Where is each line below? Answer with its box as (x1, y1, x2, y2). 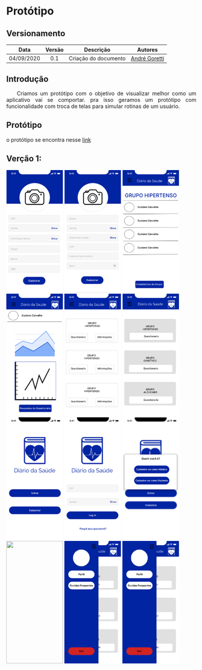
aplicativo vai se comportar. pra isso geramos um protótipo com (6, 96, 197, 104)
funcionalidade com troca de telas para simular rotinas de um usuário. (6, 103, 180, 110)
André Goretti (130, 54, 165, 62)
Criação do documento (68, 54, 126, 62)
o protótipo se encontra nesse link (6, 136, 92, 143)
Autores (137, 46, 158, 53)
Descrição (84, 46, 110, 53)
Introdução (6, 74, 49, 84)
